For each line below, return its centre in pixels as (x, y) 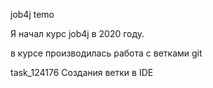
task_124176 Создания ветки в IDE (82, 72)
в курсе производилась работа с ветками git (106, 53)
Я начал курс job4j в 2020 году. (77, 33)
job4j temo (32, 14)
